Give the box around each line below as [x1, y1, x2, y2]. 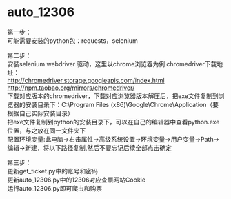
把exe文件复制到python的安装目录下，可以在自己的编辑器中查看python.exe [7, 117, 220, 126]
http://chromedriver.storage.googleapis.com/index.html [7, 76, 165, 84]
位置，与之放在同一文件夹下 [7, 126, 86, 135]
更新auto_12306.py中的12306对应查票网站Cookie [7, 176, 146, 184]
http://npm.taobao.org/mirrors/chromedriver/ [7, 84, 135, 92]
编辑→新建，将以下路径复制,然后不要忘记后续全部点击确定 [7, 143, 172, 152]
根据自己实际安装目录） [7, 108, 74, 117]
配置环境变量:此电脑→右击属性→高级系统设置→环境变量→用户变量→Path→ [7, 135, 219, 143]
